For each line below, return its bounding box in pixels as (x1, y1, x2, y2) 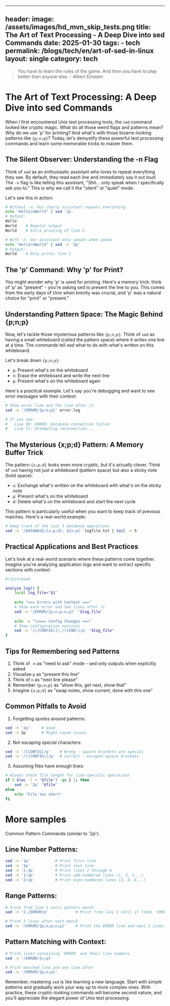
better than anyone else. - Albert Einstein (17, 73, 104, 79)
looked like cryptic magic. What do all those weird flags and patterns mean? (5, 124, 163, 130)
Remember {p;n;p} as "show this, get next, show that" (12, 682, 126, 688)
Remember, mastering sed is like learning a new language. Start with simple (5, 979, 162, 985)
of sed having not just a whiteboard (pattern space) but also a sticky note (5, 467, 157, 473)
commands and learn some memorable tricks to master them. (5, 140, 134, 146)
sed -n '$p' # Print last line (5, 863, 94, 868)
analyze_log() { (5, 586, 39, 591)
